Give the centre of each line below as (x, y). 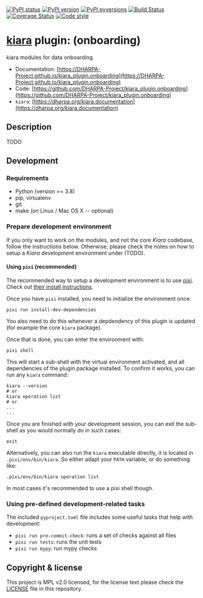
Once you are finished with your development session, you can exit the (95, 424)
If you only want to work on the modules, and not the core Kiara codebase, (100, 240)
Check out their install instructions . (50, 287)
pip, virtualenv (33, 198)
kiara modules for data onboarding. (50, 57)
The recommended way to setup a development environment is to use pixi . (100, 280)
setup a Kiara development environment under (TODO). (76, 253)
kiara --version (27, 386)
